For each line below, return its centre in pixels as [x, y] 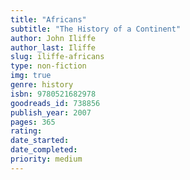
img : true [31, 76]
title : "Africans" [48, 19]
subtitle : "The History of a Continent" [96, 29]
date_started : [40, 141]
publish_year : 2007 [51, 112]
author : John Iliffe [53, 38]
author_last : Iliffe [53, 47]
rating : [26, 131]
